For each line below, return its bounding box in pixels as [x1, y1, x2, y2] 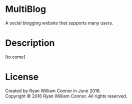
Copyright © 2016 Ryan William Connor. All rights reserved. [5, 93, 127, 99]
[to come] [5, 54, 25, 60]
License [5, 71, 39, 83]
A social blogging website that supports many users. [5, 20, 113, 26]
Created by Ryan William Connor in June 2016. [5, 88, 101, 94]
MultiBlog [5, 3, 46, 15]
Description [5, 37, 55, 49]
